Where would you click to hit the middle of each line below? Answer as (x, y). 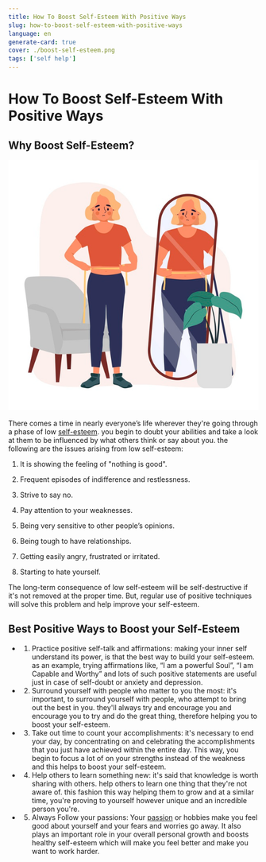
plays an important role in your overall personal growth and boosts (140, 834)
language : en (30, 33)
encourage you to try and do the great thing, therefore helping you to (145, 716)
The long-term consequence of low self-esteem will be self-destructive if (128, 587)
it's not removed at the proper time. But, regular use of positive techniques (130, 596)
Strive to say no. (46, 495)
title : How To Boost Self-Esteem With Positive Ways (97, 17)
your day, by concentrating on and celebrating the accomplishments (143, 741)
